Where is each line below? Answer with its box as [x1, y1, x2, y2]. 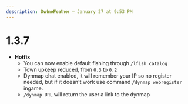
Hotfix [14, 53, 31, 61]
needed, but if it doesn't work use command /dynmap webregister [23, 78, 182, 85]
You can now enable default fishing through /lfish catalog [23, 59, 167, 66]
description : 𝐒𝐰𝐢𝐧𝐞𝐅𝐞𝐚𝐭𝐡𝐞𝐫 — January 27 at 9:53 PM [6, 8, 133, 15]
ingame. [23, 85, 43, 92]
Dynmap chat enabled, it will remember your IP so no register [23, 72, 172, 79]
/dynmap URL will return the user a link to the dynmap [23, 90, 150, 98]
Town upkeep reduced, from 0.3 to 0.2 [23, 66, 117, 73]
